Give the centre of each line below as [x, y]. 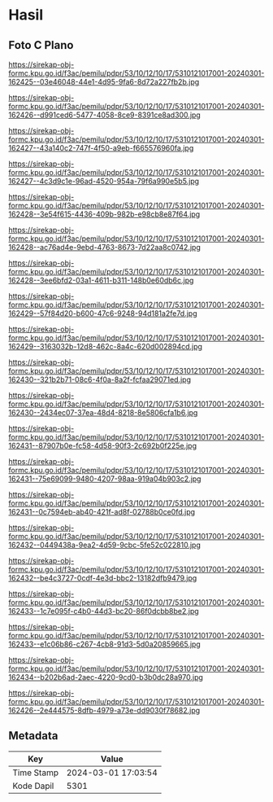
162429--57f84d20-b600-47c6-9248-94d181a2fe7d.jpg [103, 313]
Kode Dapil [33, 786]
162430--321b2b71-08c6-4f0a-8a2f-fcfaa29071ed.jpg [100, 379]
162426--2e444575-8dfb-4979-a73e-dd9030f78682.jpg [104, 710]
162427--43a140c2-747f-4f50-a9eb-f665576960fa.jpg [101, 148]
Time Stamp [36, 773]
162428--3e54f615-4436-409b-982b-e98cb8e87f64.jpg [104, 214]
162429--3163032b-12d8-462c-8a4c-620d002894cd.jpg [106, 346]
